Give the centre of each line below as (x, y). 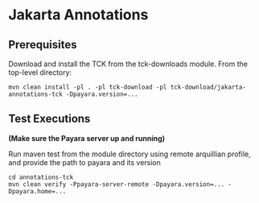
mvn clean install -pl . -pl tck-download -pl (88, 87)
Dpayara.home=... (37, 191)
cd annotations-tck (41, 177)
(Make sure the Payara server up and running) (87, 138)
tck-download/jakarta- (208, 87)
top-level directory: (40, 72)
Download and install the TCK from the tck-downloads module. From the (128, 64)
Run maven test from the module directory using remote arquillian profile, (129, 154)
